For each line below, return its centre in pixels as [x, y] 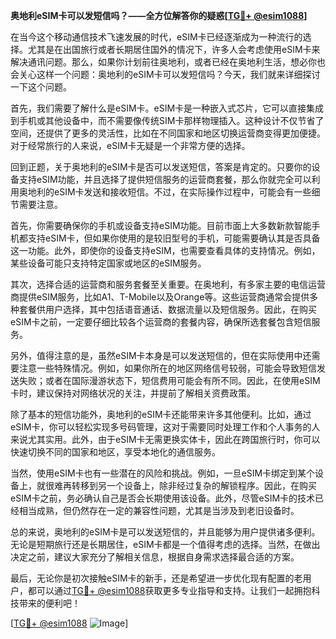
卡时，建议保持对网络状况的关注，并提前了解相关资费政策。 [133, 393]
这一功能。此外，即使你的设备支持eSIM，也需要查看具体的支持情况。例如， [165, 250]
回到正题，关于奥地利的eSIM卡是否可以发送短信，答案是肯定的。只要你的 [161, 167]
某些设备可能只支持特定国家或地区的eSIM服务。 [108, 263]
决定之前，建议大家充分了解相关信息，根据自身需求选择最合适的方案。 [155, 557]
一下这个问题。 [41, 87]
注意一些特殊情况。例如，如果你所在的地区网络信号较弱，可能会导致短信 [167, 368]
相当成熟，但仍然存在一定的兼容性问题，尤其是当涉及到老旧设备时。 [159, 510]
